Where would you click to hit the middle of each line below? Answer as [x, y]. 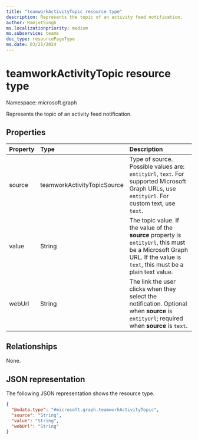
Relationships [32, 347]
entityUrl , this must [157, 242]
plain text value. [151, 272]
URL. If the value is [155, 257]
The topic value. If [154, 220]
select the [143, 296]
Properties [26, 132]
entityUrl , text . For [157, 173]
